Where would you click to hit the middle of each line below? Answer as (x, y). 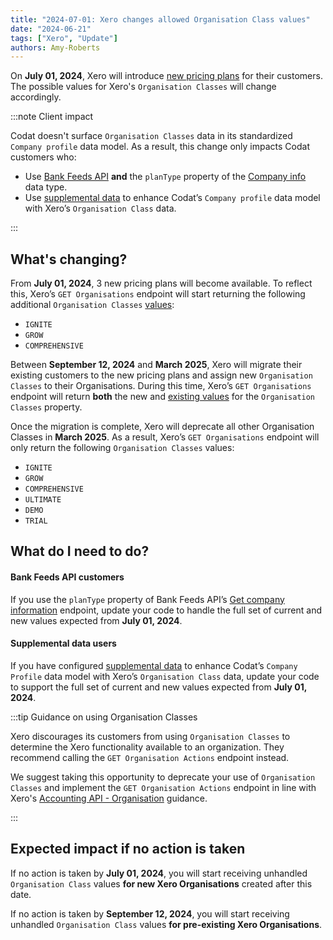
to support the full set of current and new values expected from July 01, (158, 687)
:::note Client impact (52, 117)
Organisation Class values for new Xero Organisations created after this (161, 883)
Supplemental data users (63, 643)
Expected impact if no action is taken (128, 849)
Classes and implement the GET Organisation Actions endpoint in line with (163, 787)
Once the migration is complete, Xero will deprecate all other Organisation (162, 427)
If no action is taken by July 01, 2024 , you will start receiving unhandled (159, 873)
